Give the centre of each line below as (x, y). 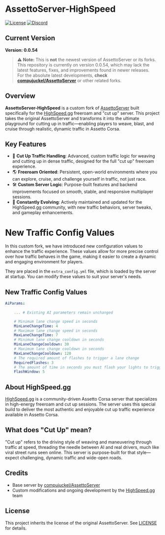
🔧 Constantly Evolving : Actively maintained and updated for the (77, 202)
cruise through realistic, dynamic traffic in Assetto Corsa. (63, 128)
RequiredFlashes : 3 (34, 363)
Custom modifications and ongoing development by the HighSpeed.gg (83, 490)
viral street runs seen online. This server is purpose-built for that (70, 452)
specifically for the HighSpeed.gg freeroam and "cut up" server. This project (82, 113)
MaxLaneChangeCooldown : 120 (42, 353)
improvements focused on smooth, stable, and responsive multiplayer (83, 192)
